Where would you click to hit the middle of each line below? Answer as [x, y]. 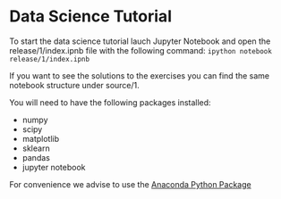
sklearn [36, 148]
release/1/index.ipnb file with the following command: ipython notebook [141, 50]
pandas [36, 157]
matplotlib [41, 138]
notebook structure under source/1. [75, 85]
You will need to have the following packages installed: [111, 102]
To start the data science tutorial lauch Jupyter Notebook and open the [140, 41]
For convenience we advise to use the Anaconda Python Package [131, 184]
